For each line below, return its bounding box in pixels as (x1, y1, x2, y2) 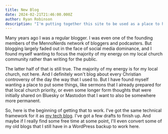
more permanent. (5, 98, 41, 104)
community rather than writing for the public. (5, 56, 97, 62)
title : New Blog (5, 7, 39, 12)
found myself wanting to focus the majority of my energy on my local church (5, 51, 163, 57)
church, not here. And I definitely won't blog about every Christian (5, 71, 141, 77)
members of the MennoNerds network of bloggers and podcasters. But (5, 40, 152, 46)
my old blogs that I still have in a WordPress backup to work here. (5, 123, 140, 129)
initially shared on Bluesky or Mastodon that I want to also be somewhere (5, 92, 156, 98)
